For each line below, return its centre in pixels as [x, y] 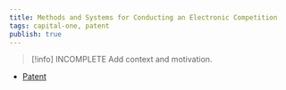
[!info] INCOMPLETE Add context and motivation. [122, 60]
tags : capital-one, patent [59, 26]
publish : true [36, 34]
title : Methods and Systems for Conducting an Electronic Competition [143, 17]
